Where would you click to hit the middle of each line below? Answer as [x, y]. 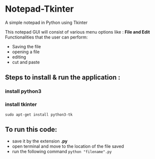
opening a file [26, 52]
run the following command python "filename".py [62, 152]
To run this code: [31, 129]
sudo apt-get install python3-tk [39, 115]
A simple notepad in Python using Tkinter [46, 22]
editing [19, 57]
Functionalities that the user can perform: [46, 37]
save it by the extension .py [40, 141]
